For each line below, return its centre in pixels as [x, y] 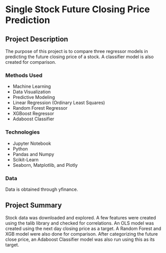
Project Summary [34, 205]
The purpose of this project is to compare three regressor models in [77, 51]
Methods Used [24, 75]
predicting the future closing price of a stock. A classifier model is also [80, 57]
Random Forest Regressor [40, 108]
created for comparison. [31, 62]
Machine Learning [32, 86]
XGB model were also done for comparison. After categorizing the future [82, 234]
